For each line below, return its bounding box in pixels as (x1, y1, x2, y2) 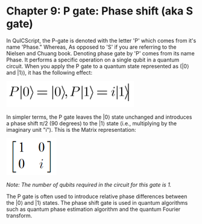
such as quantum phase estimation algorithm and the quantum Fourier (6, 205, 181, 213)
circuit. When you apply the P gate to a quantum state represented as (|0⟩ (6, 62, 189, 70)
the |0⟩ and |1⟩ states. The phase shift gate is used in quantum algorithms (6, 199, 188, 206)
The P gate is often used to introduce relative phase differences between (6, 193, 188, 200)
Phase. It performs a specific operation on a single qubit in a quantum (6, 56, 180, 63)
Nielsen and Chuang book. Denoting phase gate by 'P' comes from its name (6, 49, 195, 57)
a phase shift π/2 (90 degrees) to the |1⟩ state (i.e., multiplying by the (6, 119, 177, 127)
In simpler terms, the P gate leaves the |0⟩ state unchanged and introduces (6, 113, 192, 120)
